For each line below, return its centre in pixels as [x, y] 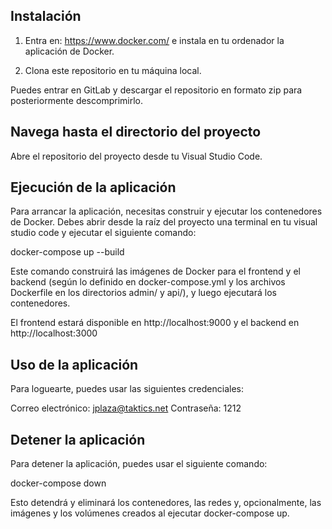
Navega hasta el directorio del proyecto [136, 132]
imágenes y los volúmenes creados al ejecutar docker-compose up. [150, 513]
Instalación [46, 16]
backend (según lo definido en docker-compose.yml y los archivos [148, 282]
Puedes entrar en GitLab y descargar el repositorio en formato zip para [156, 90]
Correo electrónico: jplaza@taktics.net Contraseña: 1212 [126, 408]
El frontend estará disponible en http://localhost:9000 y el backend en [155, 323]
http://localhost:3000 [54, 333]
